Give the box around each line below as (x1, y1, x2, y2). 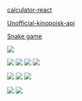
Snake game (7, 32, 42, 40)
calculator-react (7, 6, 53, 14)
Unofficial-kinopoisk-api (7, 19, 75, 27)
